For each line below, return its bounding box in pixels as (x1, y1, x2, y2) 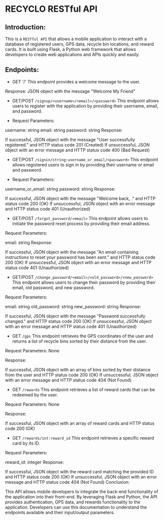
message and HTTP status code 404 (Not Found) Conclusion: (5, 479, 130, 485)
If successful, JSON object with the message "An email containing (5, 249, 139, 255)
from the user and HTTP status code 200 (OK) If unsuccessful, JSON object (5, 371, 159, 378)
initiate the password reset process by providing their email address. (12, 221, 151, 226)
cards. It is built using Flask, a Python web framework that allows (5, 47, 136, 52)
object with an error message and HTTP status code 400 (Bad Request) (5, 147, 150, 153)
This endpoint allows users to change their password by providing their (12, 279, 156, 285)
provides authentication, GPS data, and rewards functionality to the (5, 499, 141, 505)
